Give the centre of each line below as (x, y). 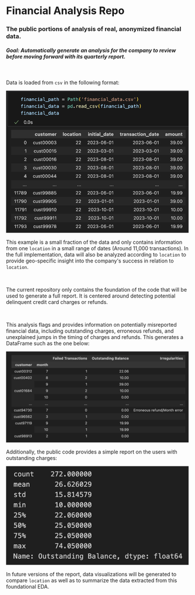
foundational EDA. (28, 587)
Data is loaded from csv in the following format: (63, 82)
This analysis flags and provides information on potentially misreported (91, 325)
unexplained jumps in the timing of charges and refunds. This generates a (95, 337)
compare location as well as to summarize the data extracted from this (92, 580)
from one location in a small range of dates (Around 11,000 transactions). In (97, 248)
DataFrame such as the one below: (48, 344)
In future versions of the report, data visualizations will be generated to (91, 575)
